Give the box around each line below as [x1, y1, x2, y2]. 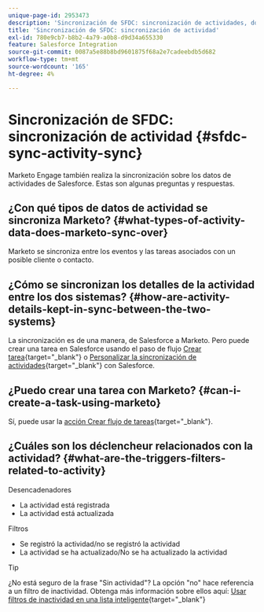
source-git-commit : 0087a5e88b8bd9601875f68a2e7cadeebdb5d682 [8, 48, 216, 56]
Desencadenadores [8, 485, 72, 494]
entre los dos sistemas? [8, 290, 127, 304]
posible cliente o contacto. [8, 255, 94, 264]
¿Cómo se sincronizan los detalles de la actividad [8, 278, 255, 291]
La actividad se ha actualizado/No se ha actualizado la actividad [19, 547, 228, 557]
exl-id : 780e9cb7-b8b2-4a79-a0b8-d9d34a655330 [8, 33, 163, 42]
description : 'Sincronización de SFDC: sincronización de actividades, [8, 19, 247, 27]
